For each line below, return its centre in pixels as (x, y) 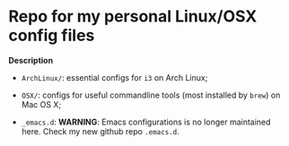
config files (52, 35)
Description (31, 60)
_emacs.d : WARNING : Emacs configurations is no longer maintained (146, 122)
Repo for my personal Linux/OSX (133, 17)
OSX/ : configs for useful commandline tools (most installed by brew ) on (151, 95)
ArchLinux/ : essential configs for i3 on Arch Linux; (114, 77)
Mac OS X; (41, 104)
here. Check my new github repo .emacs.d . (101, 131)
